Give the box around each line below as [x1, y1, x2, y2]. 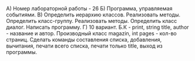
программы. [6, 49, 37, 55]
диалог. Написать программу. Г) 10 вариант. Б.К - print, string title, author [6, 23, 189, 30]
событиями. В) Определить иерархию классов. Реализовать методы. [6, 11, 181, 18]
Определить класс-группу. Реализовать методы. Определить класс [6, 18, 177, 24]
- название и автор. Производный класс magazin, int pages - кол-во [6, 30, 177, 37]
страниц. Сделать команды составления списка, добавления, [6, 36, 162, 43]
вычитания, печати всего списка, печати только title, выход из [6, 42, 163, 49]
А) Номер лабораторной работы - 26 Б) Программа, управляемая [6, 5, 173, 12]
